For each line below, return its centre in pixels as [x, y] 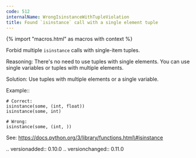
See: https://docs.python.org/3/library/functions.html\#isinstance [85, 138]
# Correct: [19, 101]
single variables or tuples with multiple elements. [65, 68]
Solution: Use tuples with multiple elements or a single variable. [82, 79]
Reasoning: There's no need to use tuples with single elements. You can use [98, 61]
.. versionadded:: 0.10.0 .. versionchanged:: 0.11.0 [65, 149]
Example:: [18, 91]
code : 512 [18, 11]
